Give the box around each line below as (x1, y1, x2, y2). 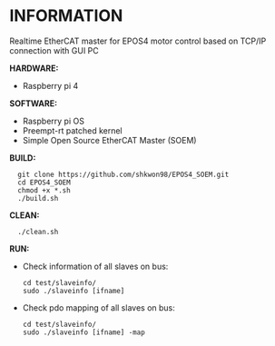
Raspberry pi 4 (22, 80, 79, 91)
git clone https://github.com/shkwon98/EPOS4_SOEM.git (17, 170, 230, 179)
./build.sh (17, 193, 59, 203)
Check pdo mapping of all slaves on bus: (22, 302, 175, 313)
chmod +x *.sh (17, 185, 71, 195)
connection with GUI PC (9, 44, 100, 55)
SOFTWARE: (9, 97, 57, 109)
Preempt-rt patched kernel (22, 124, 123, 136)
